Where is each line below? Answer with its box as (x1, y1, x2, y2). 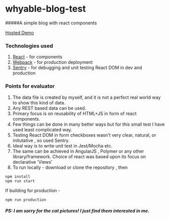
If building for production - (5, 187, 61, 193)
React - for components (12, 54, 63, 60)
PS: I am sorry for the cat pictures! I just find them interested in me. (5, 208, 150, 214)
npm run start (5, 178, 35, 184)
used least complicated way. (12, 126, 72, 132)
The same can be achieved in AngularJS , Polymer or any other (12, 148, 144, 154)
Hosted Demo (5, 29, 34, 35)
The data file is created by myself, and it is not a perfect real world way (12, 94, 161, 100)
